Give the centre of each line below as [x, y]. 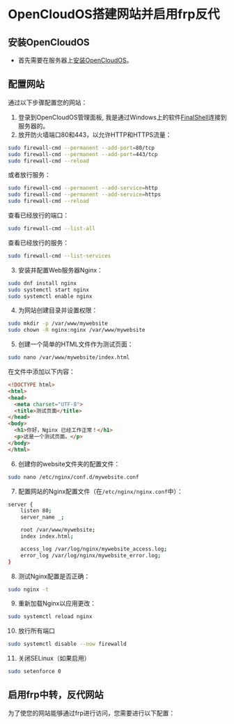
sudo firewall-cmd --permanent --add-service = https [84, 195]
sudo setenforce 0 [34, 672]
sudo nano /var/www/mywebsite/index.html [69, 357]
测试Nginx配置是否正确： [54, 576]
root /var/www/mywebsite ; [58, 530]
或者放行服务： [29, 175]
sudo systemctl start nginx [49, 290]
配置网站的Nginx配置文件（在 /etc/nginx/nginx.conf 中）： [100, 491]
